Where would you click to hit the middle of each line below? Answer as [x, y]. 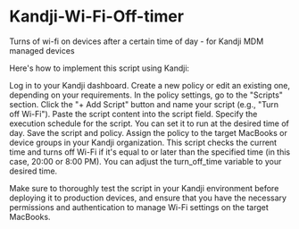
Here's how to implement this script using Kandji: [100, 68]
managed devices [42, 50]
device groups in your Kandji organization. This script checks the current [143, 142]
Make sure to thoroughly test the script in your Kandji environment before [144, 188]
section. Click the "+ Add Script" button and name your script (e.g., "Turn [144, 104]
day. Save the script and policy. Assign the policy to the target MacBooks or [148, 132]
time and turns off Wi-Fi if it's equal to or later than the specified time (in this [150, 152]
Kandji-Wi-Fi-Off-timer [97, 17]
